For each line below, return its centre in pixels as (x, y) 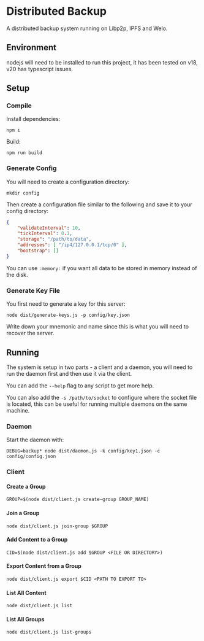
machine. (18, 410)
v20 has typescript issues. (40, 69)
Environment (32, 48)
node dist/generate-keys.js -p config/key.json (68, 315)
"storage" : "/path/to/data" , (55, 239)
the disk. (17, 274)
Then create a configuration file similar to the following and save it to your (100, 204)
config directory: (28, 211)
